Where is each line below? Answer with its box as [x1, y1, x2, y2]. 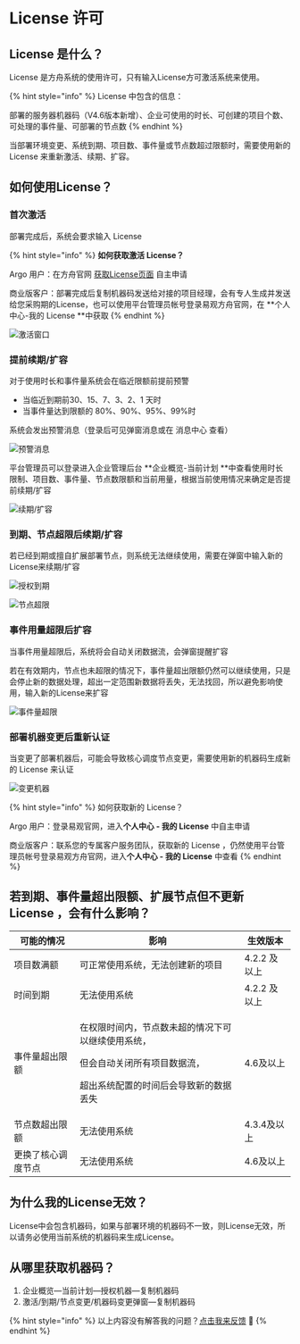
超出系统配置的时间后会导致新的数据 [79, 1079, 232, 1091]
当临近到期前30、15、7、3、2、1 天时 [21, 394, 162, 405]
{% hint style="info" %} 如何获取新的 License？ [9, 801, 184, 813]
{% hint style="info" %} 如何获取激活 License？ [9, 249, 185, 260]
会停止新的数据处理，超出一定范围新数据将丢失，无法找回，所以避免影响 [9, 676, 275, 687]
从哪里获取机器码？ [9, 1260, 115, 1275]
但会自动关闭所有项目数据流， [79, 1056, 205, 1069]
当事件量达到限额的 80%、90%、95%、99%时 [21, 405, 196, 416]
